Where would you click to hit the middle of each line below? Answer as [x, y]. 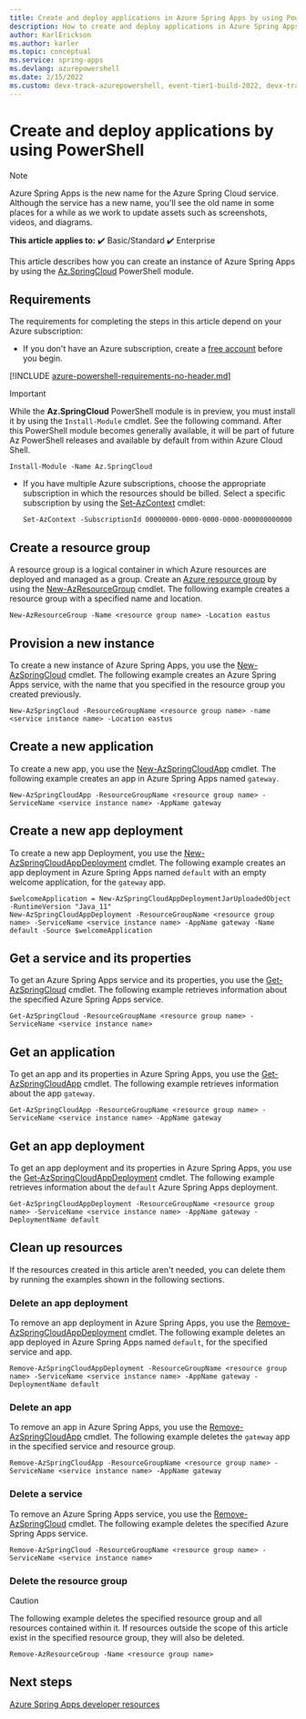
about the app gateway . [52, 1093]
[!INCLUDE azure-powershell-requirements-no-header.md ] [120, 376]
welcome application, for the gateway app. [88, 882]
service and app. [41, 1352]
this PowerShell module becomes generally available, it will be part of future [152, 431]
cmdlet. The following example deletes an [207, 1333]
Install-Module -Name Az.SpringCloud [81, 467]
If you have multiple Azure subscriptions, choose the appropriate [144, 484]
